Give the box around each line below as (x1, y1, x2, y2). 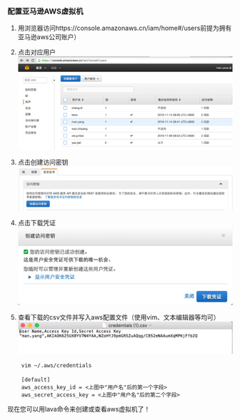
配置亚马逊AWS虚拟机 (7, 6, 84, 16)
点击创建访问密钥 (17, 158, 69, 166)
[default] (21, 377, 51, 384)
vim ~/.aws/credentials (21, 362, 92, 369)
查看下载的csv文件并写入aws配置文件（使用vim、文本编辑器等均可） (17, 313, 220, 322)
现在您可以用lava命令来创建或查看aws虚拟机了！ (7, 405, 151, 414)
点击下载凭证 (17, 219, 56, 227)
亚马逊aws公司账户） (17, 33, 81, 41)
